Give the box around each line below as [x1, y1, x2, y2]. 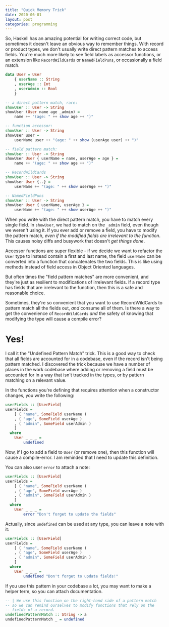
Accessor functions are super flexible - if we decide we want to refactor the [5, 248, 163, 254]
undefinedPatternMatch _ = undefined [5, 617, 85, 622]
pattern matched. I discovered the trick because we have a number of [5, 361, 150, 367]
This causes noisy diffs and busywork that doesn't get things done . [5, 238, 145, 244]
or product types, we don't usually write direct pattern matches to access [5, 46, 158, 52]
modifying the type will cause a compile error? [5, 316, 102, 322]
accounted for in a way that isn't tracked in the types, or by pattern [5, 372, 144, 378]
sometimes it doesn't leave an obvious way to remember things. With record [5, 41, 164, 47]
